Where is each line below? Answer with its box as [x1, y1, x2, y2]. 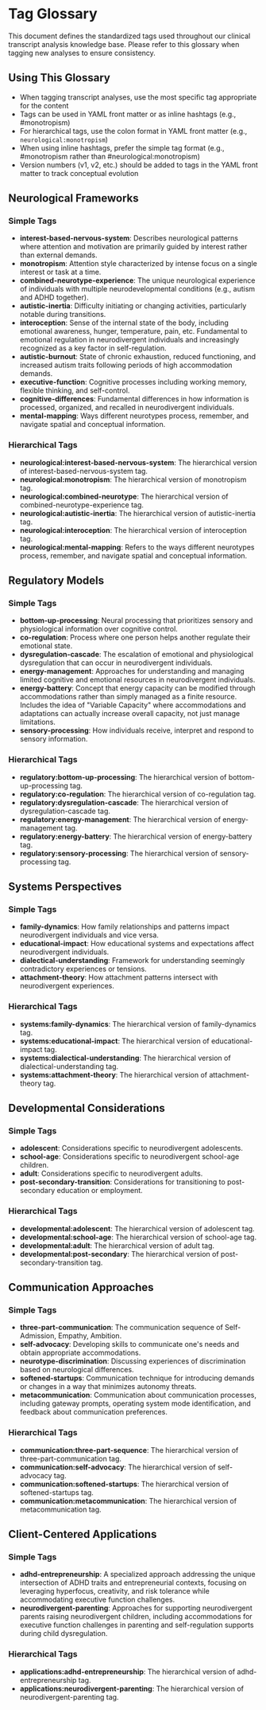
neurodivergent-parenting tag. [19, 1692, 119, 1701]
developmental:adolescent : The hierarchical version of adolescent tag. [19, 1223, 256, 1233]
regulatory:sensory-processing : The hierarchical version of [19, 848, 218, 858]
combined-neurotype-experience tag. [19, 499, 145, 510]
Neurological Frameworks [8, 192, 139, 205]
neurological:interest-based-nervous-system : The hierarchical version [19, 457, 257, 467]
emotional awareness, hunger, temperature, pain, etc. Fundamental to [19, 327, 248, 336]
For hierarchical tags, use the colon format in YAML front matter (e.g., [19, 126, 248, 135]
